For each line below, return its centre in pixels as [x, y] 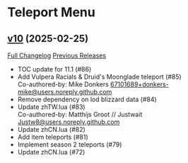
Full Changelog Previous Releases [57, 55]
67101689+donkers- [140, 84]
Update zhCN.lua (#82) [52, 129]
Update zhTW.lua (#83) [52, 107]
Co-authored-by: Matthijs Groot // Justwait [80, 114]
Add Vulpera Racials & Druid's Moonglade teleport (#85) [99, 77]
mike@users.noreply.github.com [65, 92]
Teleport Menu [51, 12]
